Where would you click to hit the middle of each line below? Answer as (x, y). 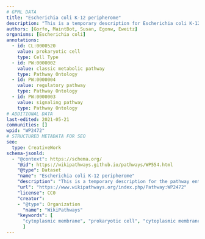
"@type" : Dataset (39, 170)
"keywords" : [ (35, 216)
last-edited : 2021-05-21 (38, 119)
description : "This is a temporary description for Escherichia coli (97, 23)
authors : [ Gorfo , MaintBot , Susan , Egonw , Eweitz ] (72, 29)
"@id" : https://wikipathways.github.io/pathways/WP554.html (95, 165)
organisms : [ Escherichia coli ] (46, 35)
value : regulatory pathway (52, 86)
